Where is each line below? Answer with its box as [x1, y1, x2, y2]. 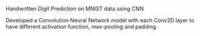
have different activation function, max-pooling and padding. [5, 23, 158, 30]
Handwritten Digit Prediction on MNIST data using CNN [5, 5, 144, 12]
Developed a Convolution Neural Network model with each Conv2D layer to [5, 17, 195, 23]
